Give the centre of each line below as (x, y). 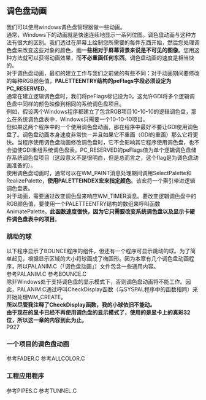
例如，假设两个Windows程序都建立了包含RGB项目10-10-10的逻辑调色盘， (99, 111)
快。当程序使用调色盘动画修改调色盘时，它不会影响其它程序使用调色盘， (97, 142)
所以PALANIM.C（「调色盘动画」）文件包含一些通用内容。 (88, 267)
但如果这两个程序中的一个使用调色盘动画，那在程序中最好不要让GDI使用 (97, 127)
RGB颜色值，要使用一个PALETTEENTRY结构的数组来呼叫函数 (83, 203)
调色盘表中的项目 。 (36, 219)
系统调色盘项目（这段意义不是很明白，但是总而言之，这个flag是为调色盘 (102, 157)
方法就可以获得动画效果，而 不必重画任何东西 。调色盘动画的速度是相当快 (103, 58)
